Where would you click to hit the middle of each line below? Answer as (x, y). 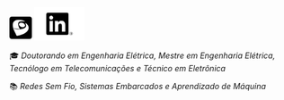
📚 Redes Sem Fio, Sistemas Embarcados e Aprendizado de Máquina (138, 86)
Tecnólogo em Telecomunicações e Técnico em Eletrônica (118, 68)
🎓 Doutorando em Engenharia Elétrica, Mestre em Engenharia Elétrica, (142, 55)
